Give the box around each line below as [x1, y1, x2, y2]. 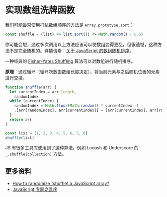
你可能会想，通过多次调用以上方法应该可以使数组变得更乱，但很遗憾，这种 [5, 41, 158, 47]
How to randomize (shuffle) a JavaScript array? [12, 181, 109, 187]
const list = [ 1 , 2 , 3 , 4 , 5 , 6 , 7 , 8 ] [5, 131, 88, 135]
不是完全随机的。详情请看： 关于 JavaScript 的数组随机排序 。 [9, 48, 134, 54]
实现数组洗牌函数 [5, 4, 76, 16]
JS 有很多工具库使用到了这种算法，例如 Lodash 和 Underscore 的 [5, 145, 139, 151]
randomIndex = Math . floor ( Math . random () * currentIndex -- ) [14, 103, 139, 108]
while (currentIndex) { [9, 99, 59, 104]
